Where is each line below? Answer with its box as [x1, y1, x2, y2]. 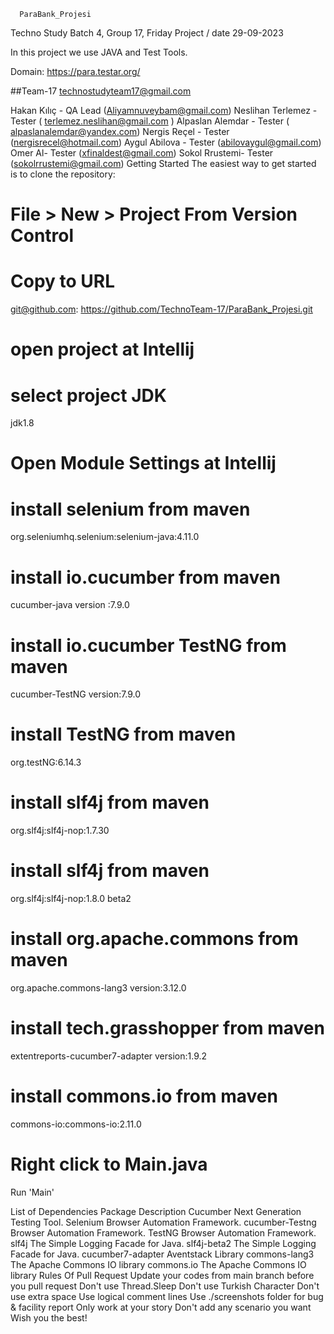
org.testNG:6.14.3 [10, 756, 82, 769]
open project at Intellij [10, 338, 195, 361]
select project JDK [10, 384, 167, 407]
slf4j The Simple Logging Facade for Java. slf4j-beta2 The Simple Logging [10, 1237, 317, 1249]
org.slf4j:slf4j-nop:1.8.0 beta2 [10, 893, 132, 905]
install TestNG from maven [10, 723, 237, 746]
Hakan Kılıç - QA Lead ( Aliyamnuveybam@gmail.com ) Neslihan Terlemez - [10, 105, 318, 116]
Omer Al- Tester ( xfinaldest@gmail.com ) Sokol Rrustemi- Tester [10, 147, 274, 159]
